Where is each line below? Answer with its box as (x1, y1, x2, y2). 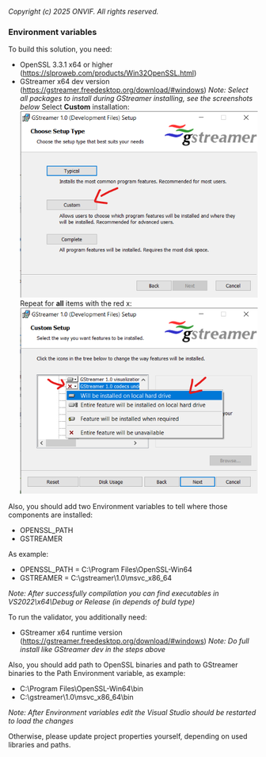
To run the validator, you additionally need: (8, 612, 148, 622)
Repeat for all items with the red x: (19, 298, 132, 308)
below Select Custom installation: (19, 102, 130, 112)
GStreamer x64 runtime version (19, 628, 123, 637)
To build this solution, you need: (8, 44, 112, 54)
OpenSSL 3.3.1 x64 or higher (19, 60, 113, 70)
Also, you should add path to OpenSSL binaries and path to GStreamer (8, 659, 238, 670)
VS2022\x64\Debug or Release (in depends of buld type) (8, 597, 196, 606)
